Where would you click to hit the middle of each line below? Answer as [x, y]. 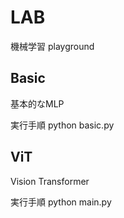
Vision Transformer [50, 181]
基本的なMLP [37, 103]
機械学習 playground [52, 46]
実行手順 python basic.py [62, 125]
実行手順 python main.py [61, 202]
